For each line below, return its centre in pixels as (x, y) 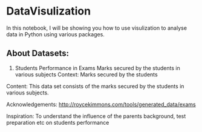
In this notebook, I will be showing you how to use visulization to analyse (97, 28)
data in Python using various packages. (55, 34)
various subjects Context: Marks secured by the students (86, 74)
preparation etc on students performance (58, 122)
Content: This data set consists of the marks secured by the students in (95, 86)
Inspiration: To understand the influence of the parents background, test (96, 116)
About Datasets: (38, 54)
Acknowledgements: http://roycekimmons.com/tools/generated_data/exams (101, 104)
